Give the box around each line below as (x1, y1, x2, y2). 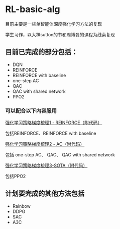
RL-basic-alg (5, 4, 60, 15)
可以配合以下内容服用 (5, 107, 57, 114)
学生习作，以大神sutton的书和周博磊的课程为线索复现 (5, 31, 115, 37)
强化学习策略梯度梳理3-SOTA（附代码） (5, 162, 88, 168)
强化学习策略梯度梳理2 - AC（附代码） (5, 141, 85, 147)
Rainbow (12, 203, 31, 209)
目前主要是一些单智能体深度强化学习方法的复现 (5, 21, 102, 27)
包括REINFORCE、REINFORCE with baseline (5, 130, 96, 137)
